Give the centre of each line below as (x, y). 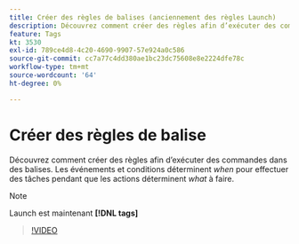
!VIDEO (44, 230)
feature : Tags (36, 34)
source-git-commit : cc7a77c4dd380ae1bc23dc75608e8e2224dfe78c (127, 59)
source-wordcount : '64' (53, 75)
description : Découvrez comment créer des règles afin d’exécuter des (143, 26)
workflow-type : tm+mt (49, 67)
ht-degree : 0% (36, 83)
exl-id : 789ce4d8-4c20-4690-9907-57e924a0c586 (97, 51)
